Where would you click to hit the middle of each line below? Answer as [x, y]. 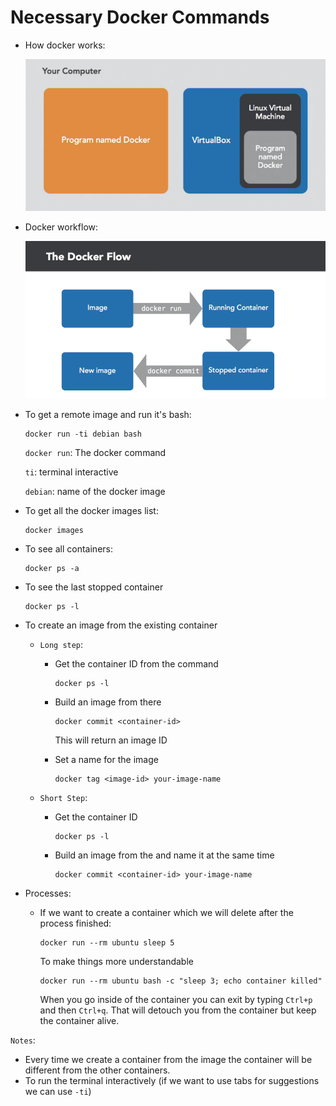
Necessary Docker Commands [140, 17]
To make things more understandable [116, 961]
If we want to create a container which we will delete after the [166, 912]
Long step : [61, 644]
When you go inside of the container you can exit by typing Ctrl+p [176, 999]
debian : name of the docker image [95, 491]
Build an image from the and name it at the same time [164, 855]
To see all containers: [68, 548]
